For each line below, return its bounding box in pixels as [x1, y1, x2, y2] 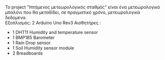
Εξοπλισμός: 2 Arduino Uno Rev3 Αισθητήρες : [5, 20, 102, 26]
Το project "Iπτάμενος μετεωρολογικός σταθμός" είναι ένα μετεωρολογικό [5, 4, 160, 10]
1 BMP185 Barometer [12, 34, 55, 40]
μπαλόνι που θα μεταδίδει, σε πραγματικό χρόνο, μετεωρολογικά [5, 9, 140, 15]
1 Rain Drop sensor [12, 40, 51, 46]
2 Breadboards [12, 50, 43, 56]
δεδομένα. [5, 15, 27, 20]
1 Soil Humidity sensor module [12, 45, 74, 51]
